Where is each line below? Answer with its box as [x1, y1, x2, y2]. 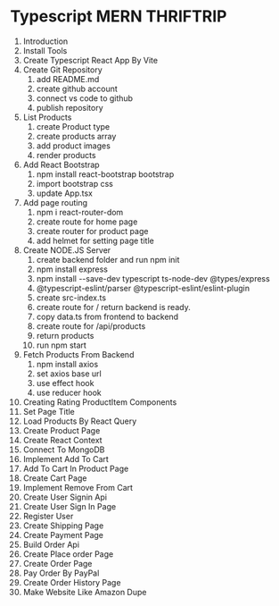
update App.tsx [36, 188, 93, 198]
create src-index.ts [36, 292, 106, 303]
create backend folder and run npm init [36, 254, 180, 265]
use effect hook [36, 377, 94, 388]
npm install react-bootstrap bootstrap [36, 168, 175, 180]
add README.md [36, 73, 100, 84]
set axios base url [36, 368, 102, 379]
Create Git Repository [22, 64, 103, 75]
